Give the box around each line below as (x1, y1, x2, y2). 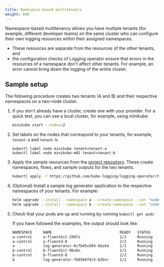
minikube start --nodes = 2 (12, 123, 65, 128)
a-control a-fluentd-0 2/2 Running (12, 239, 153, 244)
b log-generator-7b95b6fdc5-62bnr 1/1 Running (12, 257, 153, 263)
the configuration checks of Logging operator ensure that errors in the (12, 55, 154, 61)
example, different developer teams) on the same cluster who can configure (5, 30, 159, 36)
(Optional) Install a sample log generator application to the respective (12, 183, 152, 189)
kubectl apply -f (12, 174, 48, 179)
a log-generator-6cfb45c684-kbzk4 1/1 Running (12, 243, 153, 248)
